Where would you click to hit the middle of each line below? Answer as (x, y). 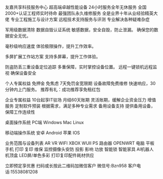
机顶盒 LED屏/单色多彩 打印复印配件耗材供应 (50, 155)
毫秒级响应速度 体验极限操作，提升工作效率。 (51, 46)
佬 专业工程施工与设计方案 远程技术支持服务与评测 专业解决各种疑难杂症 (77, 19)
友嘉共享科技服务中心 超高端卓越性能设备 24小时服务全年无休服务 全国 (76, 7)
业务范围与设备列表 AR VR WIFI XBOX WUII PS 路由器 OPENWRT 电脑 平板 (80, 143)
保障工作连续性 (20, 112)
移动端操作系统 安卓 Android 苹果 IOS (43, 133)
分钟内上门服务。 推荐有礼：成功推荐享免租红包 (53, 89)
